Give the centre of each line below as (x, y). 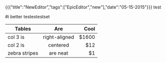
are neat (58, 53)
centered (58, 45)
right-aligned (58, 37)
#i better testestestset (28, 16)
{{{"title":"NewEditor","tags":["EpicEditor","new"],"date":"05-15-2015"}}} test (83, 7)
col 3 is (16, 37)
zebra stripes (23, 53)
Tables (23, 29)
